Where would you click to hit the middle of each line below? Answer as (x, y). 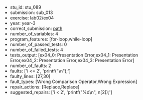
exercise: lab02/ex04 (32, 18)
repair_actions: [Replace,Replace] (45, 87)
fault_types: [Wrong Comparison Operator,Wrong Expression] (74, 81)
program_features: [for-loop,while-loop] (51, 39)
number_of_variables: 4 (34, 34)
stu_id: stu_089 (26, 7)
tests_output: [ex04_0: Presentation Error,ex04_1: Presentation (74, 55)
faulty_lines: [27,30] (30, 76)
